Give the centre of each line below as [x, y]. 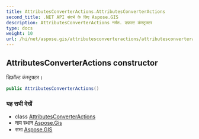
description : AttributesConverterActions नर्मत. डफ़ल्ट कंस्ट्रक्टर [79, 22]
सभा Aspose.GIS [33, 129]
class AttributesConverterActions [55, 117]
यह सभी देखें [19, 104]
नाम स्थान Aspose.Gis [38, 122]
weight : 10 [20, 34]
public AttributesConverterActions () [53, 88]
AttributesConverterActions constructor [82, 63]
